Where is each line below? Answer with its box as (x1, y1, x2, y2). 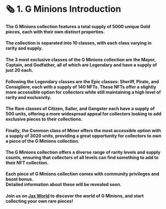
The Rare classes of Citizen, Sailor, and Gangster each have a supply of (5, 105, 155, 111)
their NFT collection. (5, 160, 49, 166)
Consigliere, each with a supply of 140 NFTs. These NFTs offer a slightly (5, 84, 157, 90)
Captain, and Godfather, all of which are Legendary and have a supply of (5, 62, 157, 68)
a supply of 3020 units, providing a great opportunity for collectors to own (5, 133, 162, 139)
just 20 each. (5, 67, 34, 73)
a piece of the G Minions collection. (5, 138, 80, 144)
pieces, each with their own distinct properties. (5, 29, 105, 35)
